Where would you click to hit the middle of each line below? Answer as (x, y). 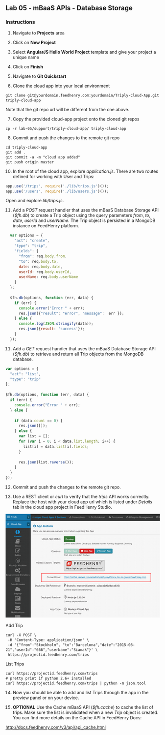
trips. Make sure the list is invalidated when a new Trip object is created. (85, 712)
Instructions (21, 22)
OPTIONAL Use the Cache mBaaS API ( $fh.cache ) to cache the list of (83, 707)
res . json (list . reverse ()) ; (46, 462)
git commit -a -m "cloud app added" (43, 157)
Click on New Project (34, 42)
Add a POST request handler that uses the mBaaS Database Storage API (85, 210)
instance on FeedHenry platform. (46, 226)
